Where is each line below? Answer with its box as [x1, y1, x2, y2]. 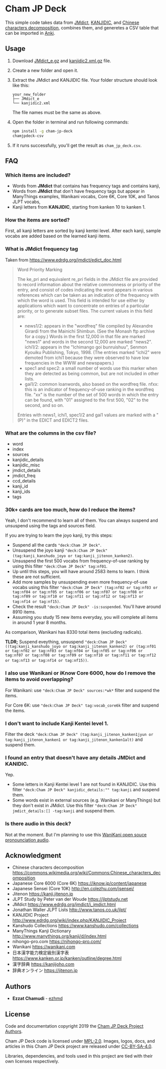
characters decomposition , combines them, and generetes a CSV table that [5, 24, 159, 30]
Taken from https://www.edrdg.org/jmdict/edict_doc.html [5, 257, 122, 263]
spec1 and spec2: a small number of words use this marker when [24, 365, 158, 371]
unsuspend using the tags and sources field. [5, 523, 96, 529]
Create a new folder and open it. [12, 67, 78, 73]
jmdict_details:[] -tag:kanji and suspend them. [12, 808, 115, 814]
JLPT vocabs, [12, 199, 41, 205]
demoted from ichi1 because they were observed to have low [24, 355, 150, 360]
